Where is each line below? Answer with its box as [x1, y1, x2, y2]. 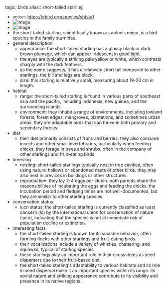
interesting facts [12, 225, 46, 231]
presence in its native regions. [19, 278, 82, 284]
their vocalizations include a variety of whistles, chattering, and [19, 241, 150, 247]
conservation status [12, 199, 53, 204]
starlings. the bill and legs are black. [19, 72, 94, 78]
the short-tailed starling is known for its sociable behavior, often [19, 231, 151, 236]
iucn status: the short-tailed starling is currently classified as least [19, 204, 156, 210]
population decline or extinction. [19, 220, 86, 226]
